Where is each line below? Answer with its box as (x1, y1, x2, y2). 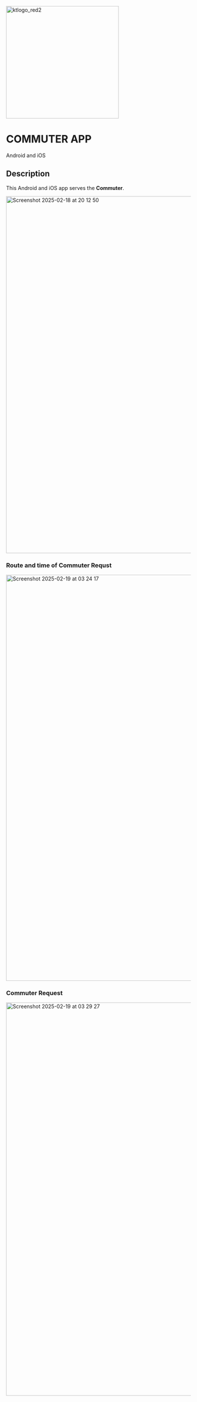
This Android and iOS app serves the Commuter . (6, 184, 124, 191)
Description (6, 169, 50, 179)
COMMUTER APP (6, 133, 92, 146)
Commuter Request (6, 989, 63, 997)
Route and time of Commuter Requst (6, 561, 112, 569)
